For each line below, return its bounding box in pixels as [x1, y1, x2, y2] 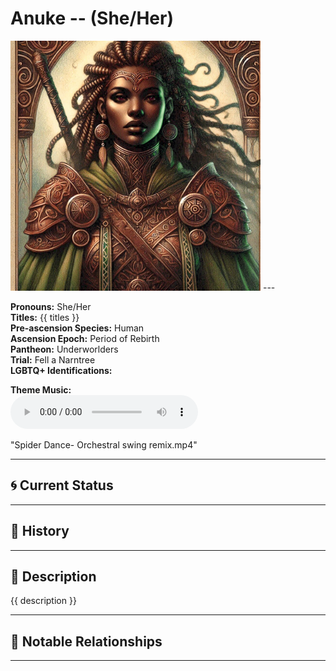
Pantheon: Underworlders [10, 343, 119, 355]
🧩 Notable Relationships [10, 633, 163, 650]
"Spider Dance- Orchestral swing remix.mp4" [10, 438, 198, 451]
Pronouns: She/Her [10, 300, 92, 312]
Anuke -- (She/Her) [10, 7, 174, 30]
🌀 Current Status [10, 477, 114, 494]
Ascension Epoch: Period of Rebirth [10, 332, 160, 344]
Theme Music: [10, 383, 72, 396]
